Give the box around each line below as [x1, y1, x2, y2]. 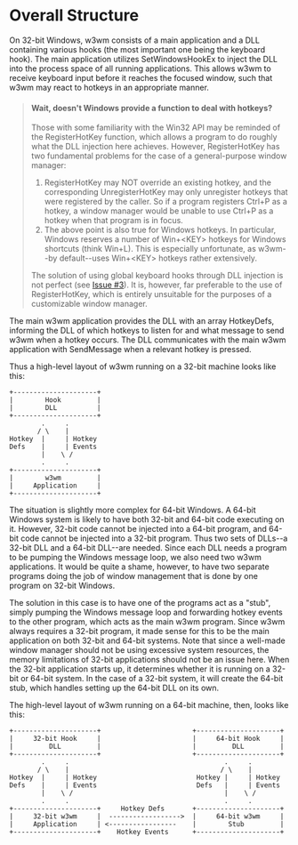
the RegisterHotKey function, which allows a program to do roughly [30, 132, 278, 142]
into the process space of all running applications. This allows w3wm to [9, 63, 271, 74]
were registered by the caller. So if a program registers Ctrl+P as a [44, 197, 287, 207]
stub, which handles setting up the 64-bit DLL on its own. [9, 682, 220, 694]
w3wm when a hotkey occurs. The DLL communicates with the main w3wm [9, 334, 286, 345]
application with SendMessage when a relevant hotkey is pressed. [9, 344, 252, 355]
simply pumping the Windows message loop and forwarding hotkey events [9, 607, 283, 618]
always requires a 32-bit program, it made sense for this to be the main [9, 626, 270, 637]
